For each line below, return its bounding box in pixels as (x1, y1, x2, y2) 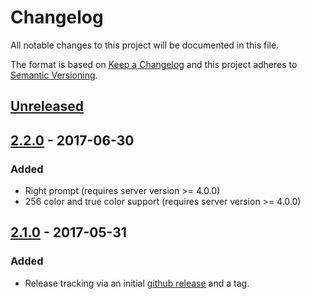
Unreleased (10, 98, 85, 115)
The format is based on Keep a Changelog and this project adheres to (10, 58, 298, 70)
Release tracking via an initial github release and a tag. (24, 277, 250, 289)
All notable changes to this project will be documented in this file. (10, 39, 280, 51)
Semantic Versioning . (10, 69, 98, 81)
